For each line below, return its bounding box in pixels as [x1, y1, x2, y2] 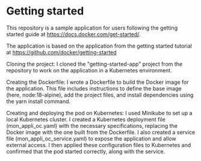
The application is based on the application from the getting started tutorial [6, 42, 193, 49]
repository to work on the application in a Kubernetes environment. [6, 66, 173, 74]
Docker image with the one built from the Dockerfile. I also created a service [6, 128, 196, 136]
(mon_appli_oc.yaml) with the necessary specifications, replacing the [6, 122, 178, 129]
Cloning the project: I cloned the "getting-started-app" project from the [6, 60, 183, 68]
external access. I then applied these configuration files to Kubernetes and [6, 141, 191, 148]
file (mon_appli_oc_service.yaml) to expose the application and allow [6, 134, 176, 142]
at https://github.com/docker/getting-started [6, 48, 117, 55]
